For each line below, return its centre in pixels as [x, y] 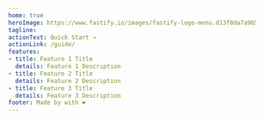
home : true [26, 15]
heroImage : [26, 23]
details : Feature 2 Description [68, 81]
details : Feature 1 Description [68, 67]
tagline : [22, 30]
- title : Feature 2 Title [50, 74]
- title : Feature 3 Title [50, 88]
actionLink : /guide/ [42, 45]
